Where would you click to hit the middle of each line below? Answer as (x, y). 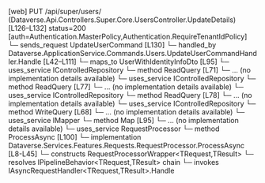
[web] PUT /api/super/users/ (55, 11)
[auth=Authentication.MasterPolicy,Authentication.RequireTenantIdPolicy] (128, 36)
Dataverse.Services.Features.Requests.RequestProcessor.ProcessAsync (127, 146)
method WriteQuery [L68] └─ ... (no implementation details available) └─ (127, 112)
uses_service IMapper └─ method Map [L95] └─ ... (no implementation (123, 120)
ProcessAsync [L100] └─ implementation (75, 137)
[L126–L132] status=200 (47, 28)
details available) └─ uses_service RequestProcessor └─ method (114, 129)
